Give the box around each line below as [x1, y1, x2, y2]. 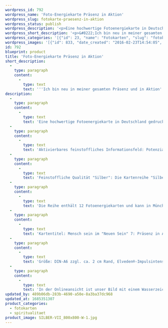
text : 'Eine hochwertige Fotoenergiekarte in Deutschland [23, 119, 146, 124]
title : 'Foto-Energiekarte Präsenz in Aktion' [5, 54, 104, 59]
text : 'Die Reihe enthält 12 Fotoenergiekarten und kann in [23, 203, 151, 208]
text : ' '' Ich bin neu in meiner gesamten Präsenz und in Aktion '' [23, 86, 164, 92]
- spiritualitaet [9, 310, 46, 315]
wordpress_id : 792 [5, 7, 43, 13]
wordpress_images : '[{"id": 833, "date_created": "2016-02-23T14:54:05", [5, 40, 162, 45]
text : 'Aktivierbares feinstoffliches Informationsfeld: [23, 147, 144, 152]
